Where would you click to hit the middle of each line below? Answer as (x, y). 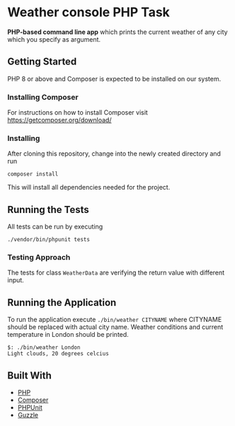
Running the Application (62, 303)
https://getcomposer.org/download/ (59, 120)
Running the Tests (48, 209)
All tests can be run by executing (55, 226)
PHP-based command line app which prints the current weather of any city (117, 32)
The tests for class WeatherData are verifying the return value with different (116, 272)
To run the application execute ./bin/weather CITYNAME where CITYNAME (115, 320)
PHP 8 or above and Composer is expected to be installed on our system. (114, 79)
